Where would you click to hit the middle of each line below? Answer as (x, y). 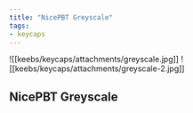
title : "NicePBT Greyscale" (61, 17)
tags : (19, 26)
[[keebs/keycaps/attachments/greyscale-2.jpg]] (97, 69)
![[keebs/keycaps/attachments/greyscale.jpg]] (94, 60)
